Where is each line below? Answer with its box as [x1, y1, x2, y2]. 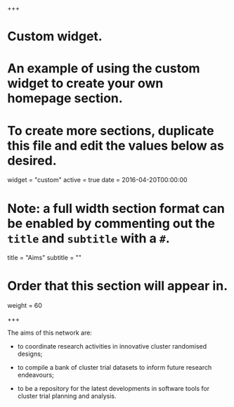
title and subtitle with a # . [7, 230, 170, 246]
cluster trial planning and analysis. [17, 392, 117, 401]
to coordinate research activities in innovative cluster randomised [17, 342, 207, 351]
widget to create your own [7, 75, 164, 91]
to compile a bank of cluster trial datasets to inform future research [17, 363, 212, 372]
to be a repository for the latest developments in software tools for [17, 385, 209, 393]
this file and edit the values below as [7, 138, 225, 153]
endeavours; [17, 370, 54, 380]
